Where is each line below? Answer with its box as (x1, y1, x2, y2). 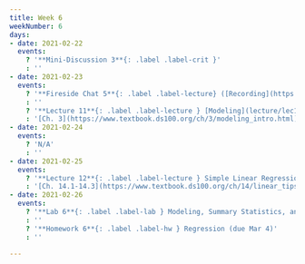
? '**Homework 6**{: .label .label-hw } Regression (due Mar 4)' (25, 224, 279, 233)
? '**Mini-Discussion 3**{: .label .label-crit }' (25, 55, 221, 64)
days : (9, 30, 30, 39)
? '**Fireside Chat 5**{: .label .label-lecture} (25, 89, 218, 98)
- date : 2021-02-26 (9, 191, 84, 200)
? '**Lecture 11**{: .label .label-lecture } (25, 106, 202, 115)
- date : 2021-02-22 (9, 38, 84, 48)
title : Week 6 (9, 13, 64, 23)
